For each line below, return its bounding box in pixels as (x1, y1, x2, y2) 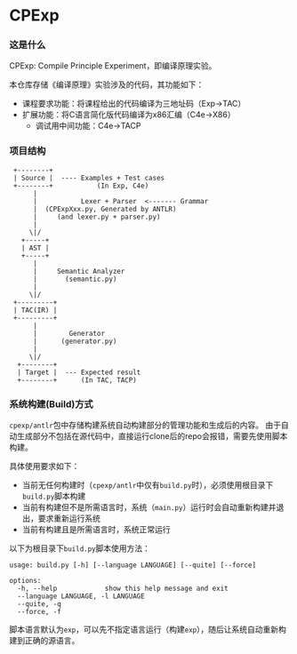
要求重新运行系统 (37, 513, 100, 524)
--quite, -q (17, 600, 62, 609)
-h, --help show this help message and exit (17, 584, 229, 594)
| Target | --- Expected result (17, 368, 141, 377)
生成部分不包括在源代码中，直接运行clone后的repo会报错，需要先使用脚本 (16, 431, 288, 442)
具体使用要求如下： (9, 461, 80, 472)
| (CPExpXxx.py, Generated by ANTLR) (32, 204, 177, 213)
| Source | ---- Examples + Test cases (12, 173, 165, 182)
